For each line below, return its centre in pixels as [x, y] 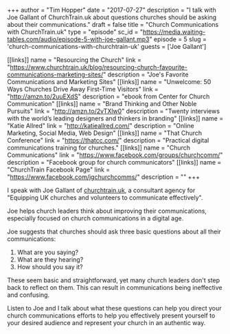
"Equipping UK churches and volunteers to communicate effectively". [105, 198]
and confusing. [28, 295]
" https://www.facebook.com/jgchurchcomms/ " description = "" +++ [104, 177]
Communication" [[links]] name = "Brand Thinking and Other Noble [102, 104]
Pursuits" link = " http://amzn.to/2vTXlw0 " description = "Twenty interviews [114, 111]
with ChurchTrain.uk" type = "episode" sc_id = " [75, 32]
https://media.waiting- [174, 32]
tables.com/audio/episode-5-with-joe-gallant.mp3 [78, 39]
